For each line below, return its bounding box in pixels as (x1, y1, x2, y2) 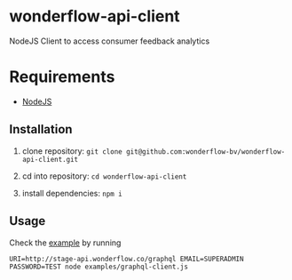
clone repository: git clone (21, 145, 122, 156)
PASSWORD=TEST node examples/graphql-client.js (9, 262, 189, 271)
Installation (9, 122, 73, 137)
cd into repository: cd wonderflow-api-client (21, 171, 187, 181)
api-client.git (21, 155, 79, 164)
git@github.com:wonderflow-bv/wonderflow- (125, 147, 286, 156)
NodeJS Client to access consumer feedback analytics (9, 36, 210, 46)
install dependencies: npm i (21, 188, 122, 198)
